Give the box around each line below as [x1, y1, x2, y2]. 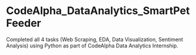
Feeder [6, 16, 41, 30]
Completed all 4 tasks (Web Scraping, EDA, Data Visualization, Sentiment [6, 36, 184, 43]
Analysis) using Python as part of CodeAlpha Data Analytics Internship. [6, 42, 178, 49]
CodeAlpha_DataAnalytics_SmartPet [6, 4, 190, 18]
